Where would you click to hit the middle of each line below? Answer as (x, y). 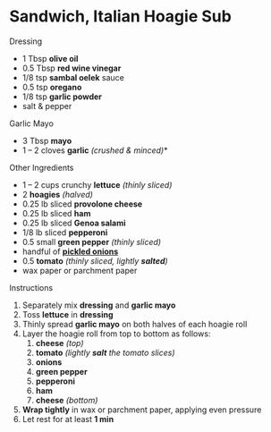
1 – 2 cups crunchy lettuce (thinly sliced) (97, 184)
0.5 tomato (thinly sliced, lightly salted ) (95, 260)
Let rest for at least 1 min (68, 419)
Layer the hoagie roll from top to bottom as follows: (116, 334)
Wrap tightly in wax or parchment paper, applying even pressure (142, 410)
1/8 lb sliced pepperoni (65, 232)
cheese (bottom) (67, 400)
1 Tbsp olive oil (50, 58)
